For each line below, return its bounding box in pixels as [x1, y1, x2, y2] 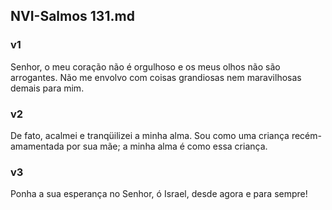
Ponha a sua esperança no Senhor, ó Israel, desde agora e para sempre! [10, 188, 308, 200]
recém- [291, 129, 322, 141]
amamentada [10, 140, 65, 152]
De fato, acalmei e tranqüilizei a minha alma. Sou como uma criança [10, 129, 290, 141]
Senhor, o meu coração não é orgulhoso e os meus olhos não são [10, 60, 281, 73]
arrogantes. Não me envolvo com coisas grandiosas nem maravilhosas [10, 71, 302, 83]
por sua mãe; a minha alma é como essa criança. [66, 140, 268, 152]
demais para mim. [10, 82, 85, 94]
